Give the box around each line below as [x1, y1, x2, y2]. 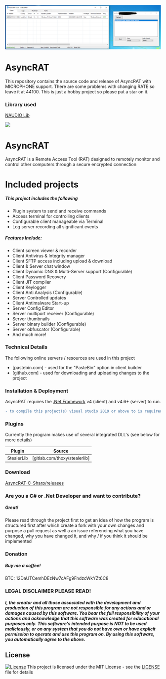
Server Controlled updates [12, 295, 67, 300]
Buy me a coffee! [5, 563, 41, 569]
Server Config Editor [12, 305, 54, 311]
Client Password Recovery [12, 274, 66, 280]
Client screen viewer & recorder [12, 247, 78, 254]
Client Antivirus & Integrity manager [12, 253, 85, 258]
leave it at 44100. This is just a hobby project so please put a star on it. [5, 89, 149, 95]
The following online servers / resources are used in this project [5, 355, 135, 361]
